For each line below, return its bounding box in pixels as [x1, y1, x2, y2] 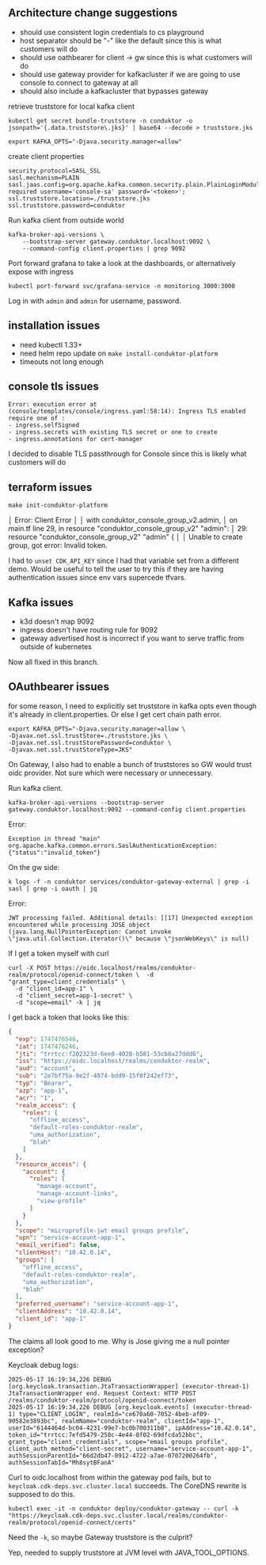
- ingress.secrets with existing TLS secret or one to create [8, 428, 218, 436]
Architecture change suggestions [8, 6, 178, 20]
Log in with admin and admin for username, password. [8, 296, 182, 306]
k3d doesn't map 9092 [19, 617, 95, 626]
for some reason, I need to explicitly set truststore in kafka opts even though [8, 701, 257, 711]
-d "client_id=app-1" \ [15, 985, 93, 993]
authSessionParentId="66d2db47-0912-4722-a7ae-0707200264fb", [8, 1452, 218, 1460]
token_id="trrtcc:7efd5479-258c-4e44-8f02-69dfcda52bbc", [8, 1430, 203, 1439]
